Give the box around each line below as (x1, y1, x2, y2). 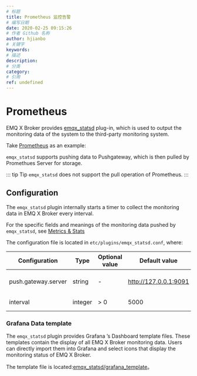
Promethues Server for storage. (6, 159, 83, 166)
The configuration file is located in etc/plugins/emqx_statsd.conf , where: (6, 239, 184, 246)
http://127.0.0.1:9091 (128, 277, 189, 286)
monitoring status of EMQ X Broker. (6, 351, 92, 358)
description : (6, 58, 38, 63)
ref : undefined (6, 80, 43, 86)
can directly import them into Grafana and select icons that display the (6, 345, 176, 352)
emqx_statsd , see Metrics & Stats (6, 227, 85, 234)
